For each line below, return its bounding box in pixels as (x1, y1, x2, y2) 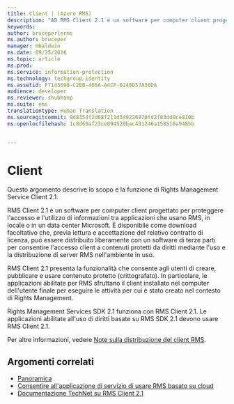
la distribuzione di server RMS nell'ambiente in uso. (7, 251, 155, 259)
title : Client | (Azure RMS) (7, 10, 92, 17)
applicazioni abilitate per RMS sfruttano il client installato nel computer (7, 279, 210, 288)
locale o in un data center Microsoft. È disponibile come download (7, 221, 197, 230)
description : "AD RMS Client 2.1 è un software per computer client (7, 17, 210, 24)
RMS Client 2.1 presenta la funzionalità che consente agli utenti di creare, (7, 264, 217, 272)
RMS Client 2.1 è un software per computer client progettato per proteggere (7, 206, 224, 215)
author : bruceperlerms (7, 29, 73, 37)
